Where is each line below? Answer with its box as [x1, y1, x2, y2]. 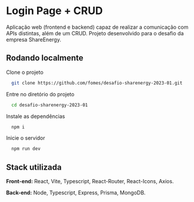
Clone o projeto [6, 69, 44, 76]
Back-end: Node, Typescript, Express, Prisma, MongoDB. [6, 189, 146, 196]
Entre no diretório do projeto [6, 90, 75, 97]
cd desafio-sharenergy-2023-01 [11, 102, 88, 108]
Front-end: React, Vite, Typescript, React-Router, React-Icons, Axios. [6, 178, 174, 185]
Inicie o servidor [6, 134, 45, 142]
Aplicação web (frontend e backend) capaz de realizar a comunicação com [6, 23, 189, 31]
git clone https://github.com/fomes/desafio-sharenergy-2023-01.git [11, 80, 183, 86]
